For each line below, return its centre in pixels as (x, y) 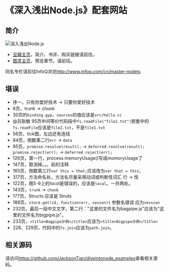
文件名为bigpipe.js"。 (44, 215)
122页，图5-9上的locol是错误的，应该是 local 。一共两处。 (73, 183)
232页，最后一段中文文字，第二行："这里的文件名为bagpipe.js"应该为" (86, 208)
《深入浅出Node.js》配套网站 (66, 10)
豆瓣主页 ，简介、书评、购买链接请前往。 (55, 54)
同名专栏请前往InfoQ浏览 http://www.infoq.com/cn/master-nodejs (73, 72)
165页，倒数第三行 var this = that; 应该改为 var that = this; (77, 170)
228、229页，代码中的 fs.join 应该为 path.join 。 (63, 228)
